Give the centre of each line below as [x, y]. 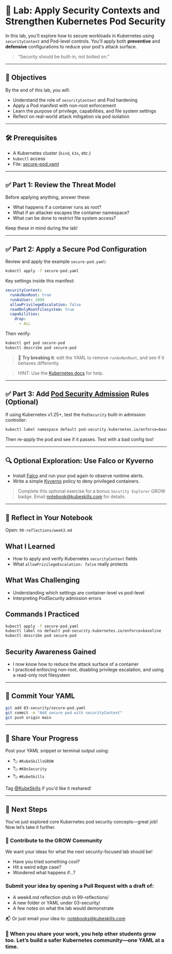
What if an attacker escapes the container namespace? [71, 213]
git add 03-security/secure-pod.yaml [46, 708]
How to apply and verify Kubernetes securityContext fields [75, 558]
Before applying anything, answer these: [48, 197]
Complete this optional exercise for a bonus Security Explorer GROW [91, 491]
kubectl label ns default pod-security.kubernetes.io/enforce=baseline [83, 631]
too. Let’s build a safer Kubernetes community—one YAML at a [85, 940]
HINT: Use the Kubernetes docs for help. [61, 373]
